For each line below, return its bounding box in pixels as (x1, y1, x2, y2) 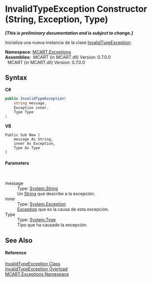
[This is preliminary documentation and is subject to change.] (5, 30, 133, 36)
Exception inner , (14, 105, 49, 110)
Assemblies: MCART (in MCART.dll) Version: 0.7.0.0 (5, 54, 111, 60)
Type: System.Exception (17, 201, 66, 207)
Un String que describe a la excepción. (17, 191, 95, 197)
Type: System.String (17, 186, 58, 191)
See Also (5, 236, 33, 244)
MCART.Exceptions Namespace (5, 271, 69, 277)
